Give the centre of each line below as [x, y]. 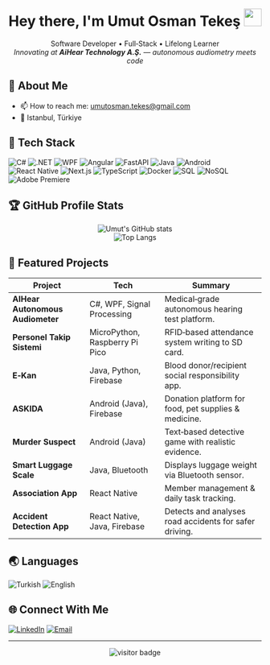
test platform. [190, 320]
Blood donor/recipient [206, 366]
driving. [179, 531]
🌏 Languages [43, 561]
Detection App [41, 527]
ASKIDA [28, 409]
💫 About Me [38, 86]
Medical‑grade [192, 299]
